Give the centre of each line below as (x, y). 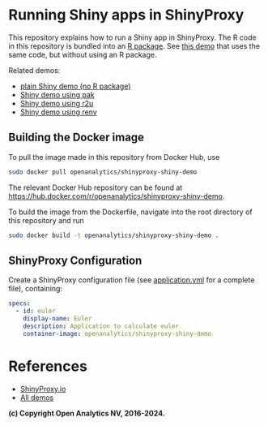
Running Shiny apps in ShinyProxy (126, 15)
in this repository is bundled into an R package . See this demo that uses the (134, 45)
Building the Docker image (76, 138)
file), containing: (36, 289)
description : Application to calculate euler (101, 326)
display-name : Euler (57, 319)
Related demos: (34, 70)
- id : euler (36, 311)
